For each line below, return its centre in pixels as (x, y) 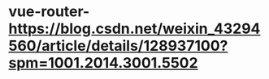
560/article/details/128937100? (118, 46)
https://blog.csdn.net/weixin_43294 (134, 29)
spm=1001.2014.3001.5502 (103, 63)
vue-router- (49, 12)
